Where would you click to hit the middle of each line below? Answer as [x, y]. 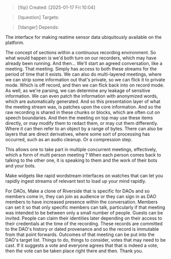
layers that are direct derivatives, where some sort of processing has [78, 134]
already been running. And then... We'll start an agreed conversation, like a [84, 63]
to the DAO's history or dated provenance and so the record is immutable [82, 229]
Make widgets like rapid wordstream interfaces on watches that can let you [84, 176]
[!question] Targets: [39, 17]
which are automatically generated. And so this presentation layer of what [83, 101]
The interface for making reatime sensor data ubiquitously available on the [83, 37]
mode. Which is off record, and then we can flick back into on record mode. [85, 85]
